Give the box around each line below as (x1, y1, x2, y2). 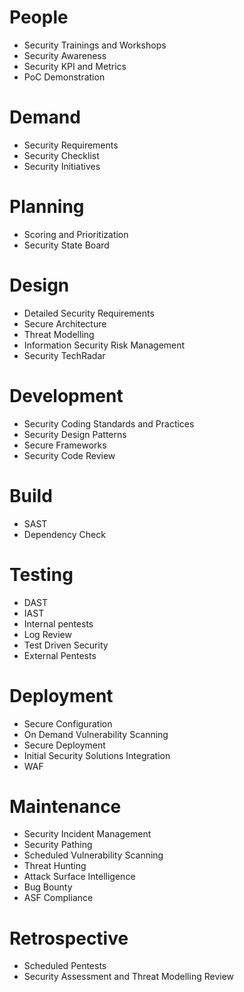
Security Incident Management (23, 828, 152, 840)
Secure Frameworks (23, 439, 107, 451)
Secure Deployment (23, 739, 106, 751)
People (9, 6, 69, 29)
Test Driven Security (23, 639, 109, 651)
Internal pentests (23, 617, 94, 630)
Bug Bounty (23, 881, 73, 893)
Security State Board (23, 239, 110, 251)
